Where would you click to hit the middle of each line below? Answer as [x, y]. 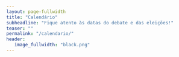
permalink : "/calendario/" [40, 34]
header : [16, 39]
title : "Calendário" [32, 17]
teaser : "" [20, 28]
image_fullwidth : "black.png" [52, 45]
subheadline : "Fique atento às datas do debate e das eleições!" [90, 23]
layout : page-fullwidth [36, 12]
